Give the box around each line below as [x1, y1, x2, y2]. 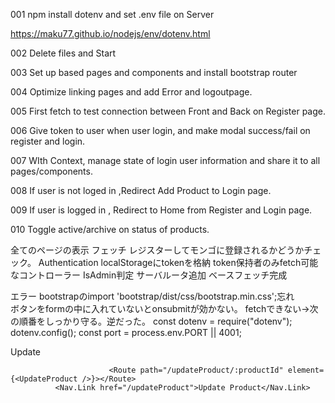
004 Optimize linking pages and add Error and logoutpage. [10, 86, 253, 98]
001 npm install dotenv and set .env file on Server [10, 9, 215, 20]
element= [287, 365, 325, 375]
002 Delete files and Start [10, 47, 117, 59]
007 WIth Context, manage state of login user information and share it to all [10, 155, 321, 166]
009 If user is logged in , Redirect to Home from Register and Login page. [10, 204, 313, 216]
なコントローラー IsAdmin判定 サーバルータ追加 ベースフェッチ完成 [10, 269, 288, 281]
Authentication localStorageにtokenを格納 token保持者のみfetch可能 [38, 257, 319, 268]
